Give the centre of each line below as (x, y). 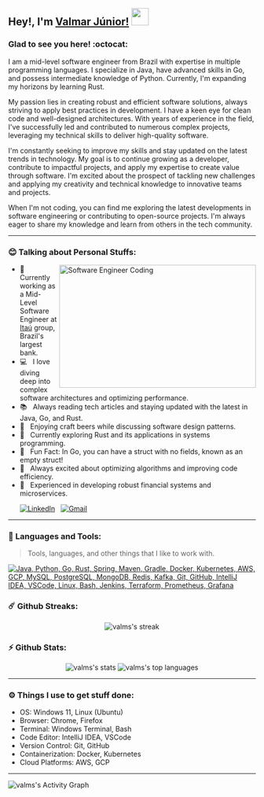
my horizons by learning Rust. (56, 87)
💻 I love (35, 361)
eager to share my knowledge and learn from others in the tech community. (130, 224)
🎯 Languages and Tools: (55, 536)
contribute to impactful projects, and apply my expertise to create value (124, 167)
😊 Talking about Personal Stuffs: (72, 252)
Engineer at (38, 319)
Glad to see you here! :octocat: (68, 44)
